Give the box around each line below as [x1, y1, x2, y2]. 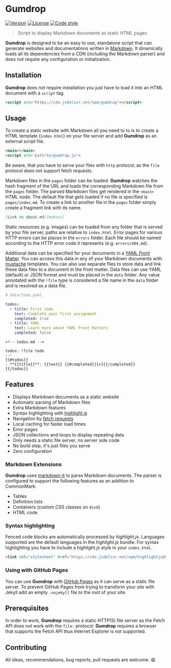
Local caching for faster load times [12, 421, 86, 427]
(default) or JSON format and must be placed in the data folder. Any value [5, 272, 160, 278]
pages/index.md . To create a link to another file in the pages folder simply [5, 199, 157, 205]
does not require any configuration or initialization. [5, 56, 111, 62]
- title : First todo [10, 306, 53, 312]
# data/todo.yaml [5, 292, 42, 298]
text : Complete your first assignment [14, 311, 97, 316]
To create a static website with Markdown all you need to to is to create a [5, 127, 159, 133]
